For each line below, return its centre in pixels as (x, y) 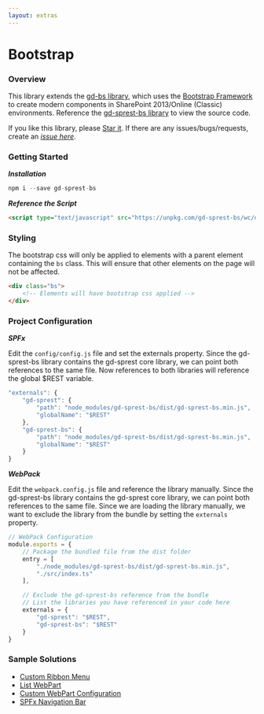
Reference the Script (42, 203)
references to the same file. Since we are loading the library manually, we (127, 506)
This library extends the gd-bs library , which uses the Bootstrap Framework (130, 96)
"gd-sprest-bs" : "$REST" (77, 624)
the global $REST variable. (51, 379)
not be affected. (34, 272)
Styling (22, 239)
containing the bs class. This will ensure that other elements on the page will (132, 264)
